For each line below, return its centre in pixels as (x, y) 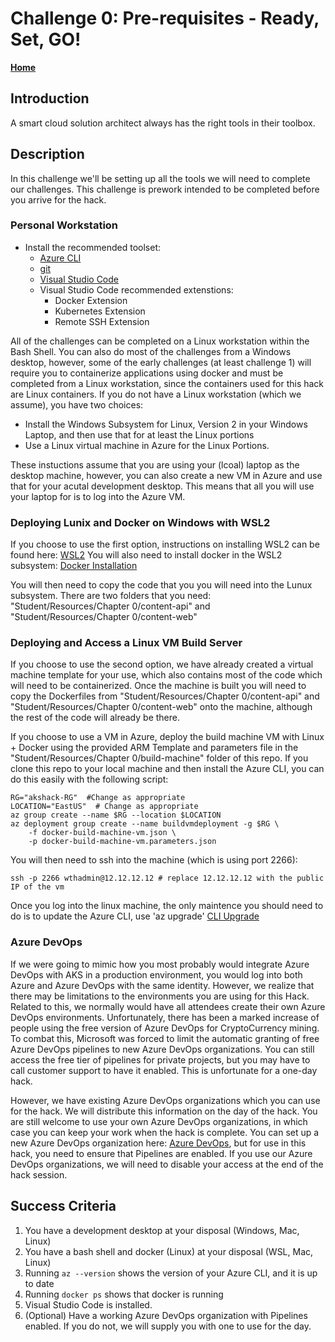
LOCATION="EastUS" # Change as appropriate (104, 807)
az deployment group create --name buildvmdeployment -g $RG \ (145, 824)
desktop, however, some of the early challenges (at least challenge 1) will (161, 362)
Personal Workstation (64, 225)
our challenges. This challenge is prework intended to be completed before (165, 189)
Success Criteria (63, 1206)
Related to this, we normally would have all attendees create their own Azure (168, 1006)
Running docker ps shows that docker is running (124, 1294)
